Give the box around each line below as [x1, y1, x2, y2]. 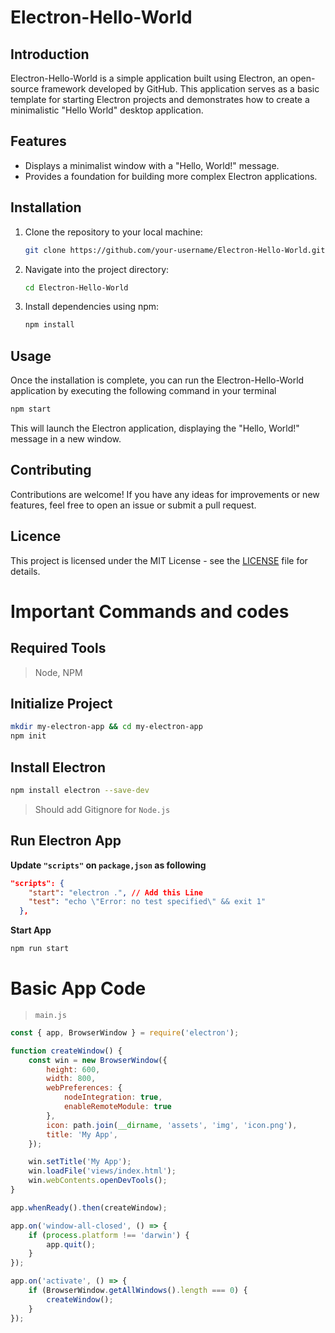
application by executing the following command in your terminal [10, 385, 277, 397]
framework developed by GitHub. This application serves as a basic [41, 83, 320, 95]
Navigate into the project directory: [24, 263, 170, 275]
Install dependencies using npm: [24, 301, 160, 313]
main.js [34, 1010, 67, 1020]
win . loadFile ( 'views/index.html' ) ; [28, 1166, 177, 1176]
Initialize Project [10, 695, 113, 712]
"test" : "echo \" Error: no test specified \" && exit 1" [28, 897, 267, 907]
